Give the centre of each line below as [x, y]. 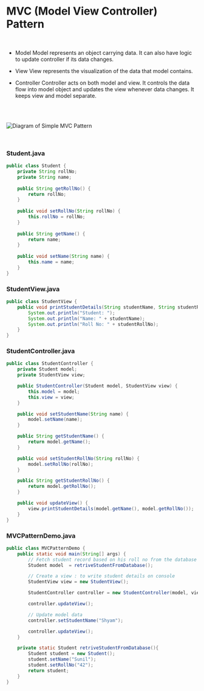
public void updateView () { [53, 503]
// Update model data [56, 615]
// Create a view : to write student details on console [101, 576]
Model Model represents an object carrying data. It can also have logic [104, 52]
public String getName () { [51, 234]
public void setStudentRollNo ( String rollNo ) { [78, 458]
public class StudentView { [42, 302]
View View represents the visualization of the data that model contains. [104, 71]
